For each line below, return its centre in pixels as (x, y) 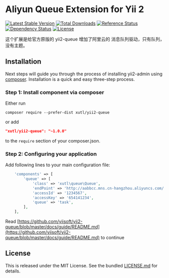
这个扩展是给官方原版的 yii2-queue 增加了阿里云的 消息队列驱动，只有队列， (85, 39)
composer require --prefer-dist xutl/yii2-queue (57, 113)
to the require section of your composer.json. (53, 141)
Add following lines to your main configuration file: (58, 165)
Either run (15, 103)
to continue (113, 238)
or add (12, 122)
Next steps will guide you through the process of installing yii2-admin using (84, 74)
